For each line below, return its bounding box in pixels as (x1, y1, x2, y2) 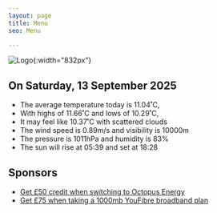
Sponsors (8, 166, 58, 179)
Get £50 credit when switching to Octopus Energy (19, 187, 186, 196)
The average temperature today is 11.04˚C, (19, 100, 160, 110)
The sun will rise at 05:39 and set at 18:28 (19, 143, 159, 152)
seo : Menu (8, 26, 42, 34)
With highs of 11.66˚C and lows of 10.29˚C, (19, 109, 159, 119)
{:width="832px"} (33, 55, 92, 65)
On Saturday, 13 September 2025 (8, 78, 178, 92)
